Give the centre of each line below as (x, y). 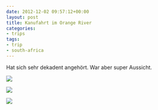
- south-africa (25, 51)
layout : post (22, 17)
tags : (13, 39)
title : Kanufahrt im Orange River (49, 23)
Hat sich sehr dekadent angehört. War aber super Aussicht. (79, 67)
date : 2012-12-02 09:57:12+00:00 (48, 12)
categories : (21, 28)
